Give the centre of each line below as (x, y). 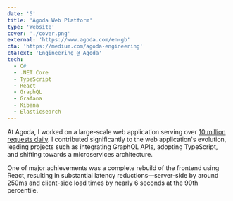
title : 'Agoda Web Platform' (50, 20)
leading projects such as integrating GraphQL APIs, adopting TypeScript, (113, 147)
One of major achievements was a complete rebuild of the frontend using (113, 168)
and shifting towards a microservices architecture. (80, 154)
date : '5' (22, 14)
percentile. (23, 190)
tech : (15, 60)
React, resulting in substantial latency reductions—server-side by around (113, 175)
